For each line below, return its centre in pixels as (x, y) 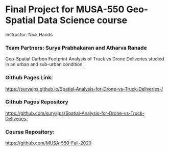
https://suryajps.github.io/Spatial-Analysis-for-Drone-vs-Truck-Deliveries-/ (84, 89)
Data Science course (82, 20)
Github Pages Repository (37, 102)
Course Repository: (30, 132)
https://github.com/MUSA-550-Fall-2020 (49, 143)
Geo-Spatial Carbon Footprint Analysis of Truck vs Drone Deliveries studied (85, 59)
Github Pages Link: (29, 78)
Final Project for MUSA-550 (65, 9)
